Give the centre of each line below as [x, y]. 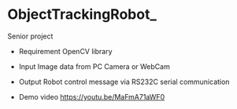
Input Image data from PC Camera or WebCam [94, 66]
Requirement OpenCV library [65, 51]
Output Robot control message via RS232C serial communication [124, 82]
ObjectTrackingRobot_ [82, 15]
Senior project [30, 36]
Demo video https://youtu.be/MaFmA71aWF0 [92, 96]
